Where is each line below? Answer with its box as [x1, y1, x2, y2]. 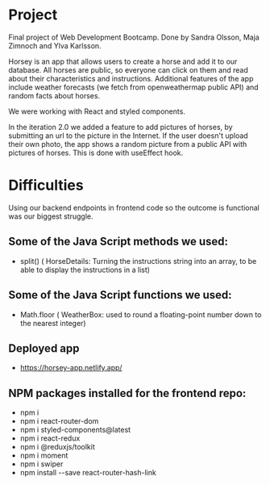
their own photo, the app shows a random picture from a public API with [8, 139, 247, 148]
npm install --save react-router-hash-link [19, 468, 157, 478]
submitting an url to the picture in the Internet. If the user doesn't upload [8, 131, 248, 140]
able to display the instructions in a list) [19, 265, 151, 274]
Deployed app [8, 341, 80, 355]
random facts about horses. [8, 90, 101, 100]
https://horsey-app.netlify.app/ [19, 363, 123, 373]
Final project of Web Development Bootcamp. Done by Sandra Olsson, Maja [8, 32, 260, 42]
